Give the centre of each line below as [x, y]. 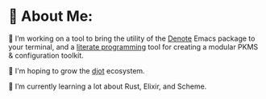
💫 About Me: [51, 16]
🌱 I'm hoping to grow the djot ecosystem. [77, 70]
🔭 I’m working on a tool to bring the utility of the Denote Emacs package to [132, 38]
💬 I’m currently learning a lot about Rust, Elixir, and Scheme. [108, 86]
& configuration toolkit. [46, 55]
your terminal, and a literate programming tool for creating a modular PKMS [133, 46]
